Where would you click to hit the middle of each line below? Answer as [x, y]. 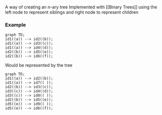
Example [16, 25]
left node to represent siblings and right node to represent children [72, 12]
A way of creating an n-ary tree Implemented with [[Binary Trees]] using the [81, 7]
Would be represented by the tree [39, 65]
